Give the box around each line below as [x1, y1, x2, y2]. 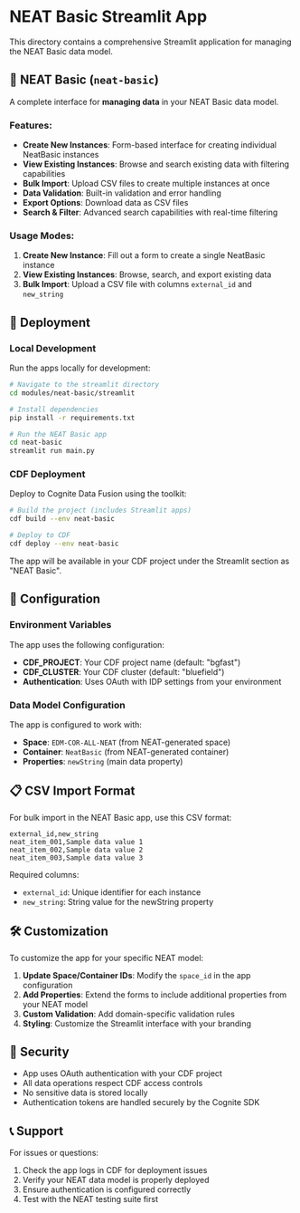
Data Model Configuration [9, 698, 126, 711]
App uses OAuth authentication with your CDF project [22, 1068, 223, 1079]
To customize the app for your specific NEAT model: [9, 952, 204, 963]
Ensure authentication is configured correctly [22, 1184, 192, 1195]
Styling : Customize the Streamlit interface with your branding [22, 1017, 251, 1029]
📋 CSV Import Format [9, 784, 136, 799]
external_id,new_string [9, 829, 99, 839]
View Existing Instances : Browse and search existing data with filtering [22, 159, 290, 169]
